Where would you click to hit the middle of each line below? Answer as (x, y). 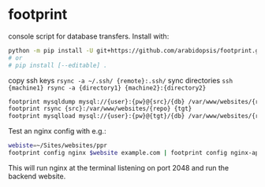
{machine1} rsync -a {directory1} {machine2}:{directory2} (107, 88)
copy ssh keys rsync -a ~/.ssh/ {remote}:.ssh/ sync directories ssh (121, 80)
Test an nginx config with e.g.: (57, 131)
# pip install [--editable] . (58, 65)
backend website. (37, 176)
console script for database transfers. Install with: (89, 36)
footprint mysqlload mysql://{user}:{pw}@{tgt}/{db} (97, 116)
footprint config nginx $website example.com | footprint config (118, 153)
